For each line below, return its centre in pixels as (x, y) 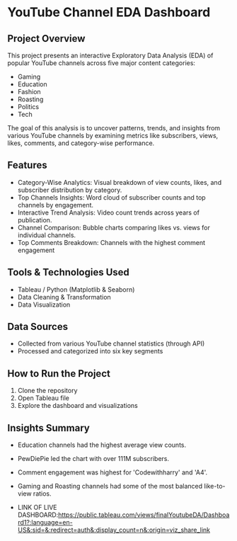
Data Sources (38, 327)
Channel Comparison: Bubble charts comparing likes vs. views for (114, 227)
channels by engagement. (56, 205)
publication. (35, 220)
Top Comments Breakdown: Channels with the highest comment (111, 242)
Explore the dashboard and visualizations (77, 406)
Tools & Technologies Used (68, 272)
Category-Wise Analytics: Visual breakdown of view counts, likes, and (119, 182)
